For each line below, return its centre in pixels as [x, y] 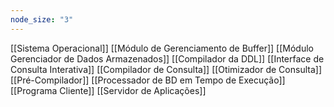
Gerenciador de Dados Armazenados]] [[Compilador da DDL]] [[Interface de [167, 58]
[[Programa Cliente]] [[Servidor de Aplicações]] [108, 90]
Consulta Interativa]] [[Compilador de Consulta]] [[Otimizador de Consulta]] [166, 69]
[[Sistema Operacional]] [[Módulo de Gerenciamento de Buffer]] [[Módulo [162, 48]
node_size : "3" [42, 19]
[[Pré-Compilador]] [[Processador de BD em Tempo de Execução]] [148, 80]
